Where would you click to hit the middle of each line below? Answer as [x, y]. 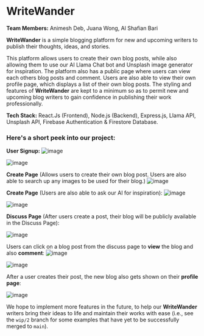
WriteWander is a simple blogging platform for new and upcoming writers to [102, 40]
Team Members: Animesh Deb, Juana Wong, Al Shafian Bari [82, 28]
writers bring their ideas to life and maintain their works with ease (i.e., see [100, 313]
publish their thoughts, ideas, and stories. [58, 46]
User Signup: [23, 151]
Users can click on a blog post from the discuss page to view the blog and [100, 247]
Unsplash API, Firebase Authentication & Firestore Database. [82, 122]
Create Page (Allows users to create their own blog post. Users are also [97, 174]
